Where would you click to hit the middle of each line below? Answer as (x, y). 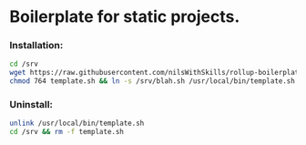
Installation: (36, 46)
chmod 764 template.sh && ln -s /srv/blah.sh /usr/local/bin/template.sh (153, 81)
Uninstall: (31, 105)
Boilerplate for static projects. (125, 17)
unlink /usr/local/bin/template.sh (77, 124)
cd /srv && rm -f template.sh (67, 132)
